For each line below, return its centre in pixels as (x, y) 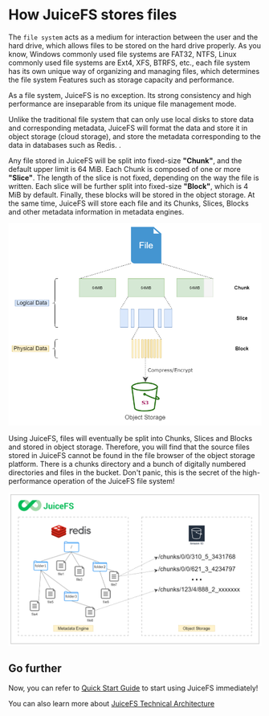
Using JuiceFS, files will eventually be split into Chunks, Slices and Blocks (130, 439)
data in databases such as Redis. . (65, 145)
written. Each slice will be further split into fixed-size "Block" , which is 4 (128, 186)
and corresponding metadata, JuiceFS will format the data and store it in (128, 128)
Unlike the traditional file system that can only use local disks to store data (131, 119)
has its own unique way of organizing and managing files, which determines (134, 71)
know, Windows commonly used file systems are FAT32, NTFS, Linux (122, 54)
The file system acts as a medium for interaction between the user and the (133, 37)
